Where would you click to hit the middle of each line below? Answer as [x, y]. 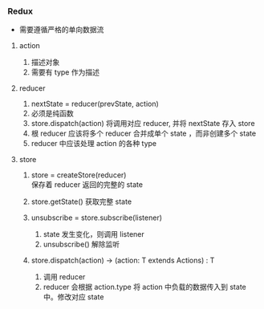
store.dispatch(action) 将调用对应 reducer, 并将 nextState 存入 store [143, 124]
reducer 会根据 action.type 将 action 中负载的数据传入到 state [144, 287]
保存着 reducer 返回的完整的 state [87, 185]
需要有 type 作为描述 [65, 72]
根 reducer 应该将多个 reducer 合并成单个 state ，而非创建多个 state [144, 133]
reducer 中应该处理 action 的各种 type [94, 144]
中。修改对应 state [73, 297]
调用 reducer [64, 277]
